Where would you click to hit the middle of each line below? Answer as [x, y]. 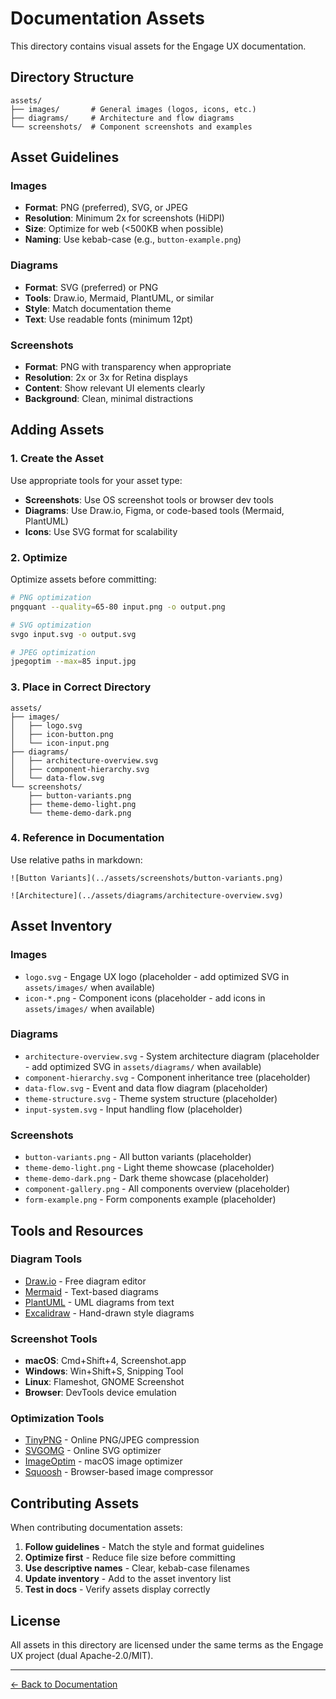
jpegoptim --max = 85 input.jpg [73, 662]
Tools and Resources [77, 1230]
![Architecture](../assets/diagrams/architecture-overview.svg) [147, 895]
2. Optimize [39, 557]
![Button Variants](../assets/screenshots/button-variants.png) [147, 878]
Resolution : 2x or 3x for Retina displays [106, 378]
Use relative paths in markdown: [76, 859]
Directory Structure [72, 77]
